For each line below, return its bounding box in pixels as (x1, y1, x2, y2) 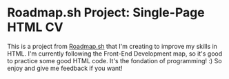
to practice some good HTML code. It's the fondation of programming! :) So (7, 56, 222, 65)
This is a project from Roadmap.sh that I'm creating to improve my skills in (7, 42, 217, 50)
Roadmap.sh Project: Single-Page (7, 5, 205, 21)
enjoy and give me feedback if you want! (7, 64, 123, 72)
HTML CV (7, 19, 63, 35)
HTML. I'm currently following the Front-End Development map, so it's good (7, 49, 223, 58)
